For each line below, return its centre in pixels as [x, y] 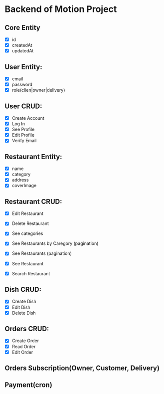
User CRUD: [24, 106]
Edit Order [22, 352]
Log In [18, 124]
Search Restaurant [31, 273]
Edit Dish [21, 307]
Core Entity [22, 28]
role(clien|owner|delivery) [38, 90]
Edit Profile [23, 135]
